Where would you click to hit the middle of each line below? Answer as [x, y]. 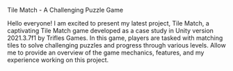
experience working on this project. [58, 60]
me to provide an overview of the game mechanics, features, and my [106, 52]
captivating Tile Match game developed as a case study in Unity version [111, 31]
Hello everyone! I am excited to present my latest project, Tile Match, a [109, 23]
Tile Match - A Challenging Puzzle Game [65, 10]
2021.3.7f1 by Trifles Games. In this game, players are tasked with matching [115, 38]
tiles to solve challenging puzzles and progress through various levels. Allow [116, 45]
